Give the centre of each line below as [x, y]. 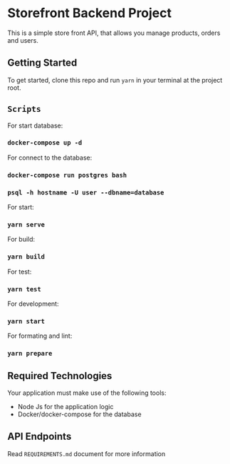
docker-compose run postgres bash [67, 175]
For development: [33, 304]
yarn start [26, 321]
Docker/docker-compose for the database [79, 414]
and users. [23, 40]
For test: [20, 272]
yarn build [26, 257]
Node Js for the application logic [66, 407]
